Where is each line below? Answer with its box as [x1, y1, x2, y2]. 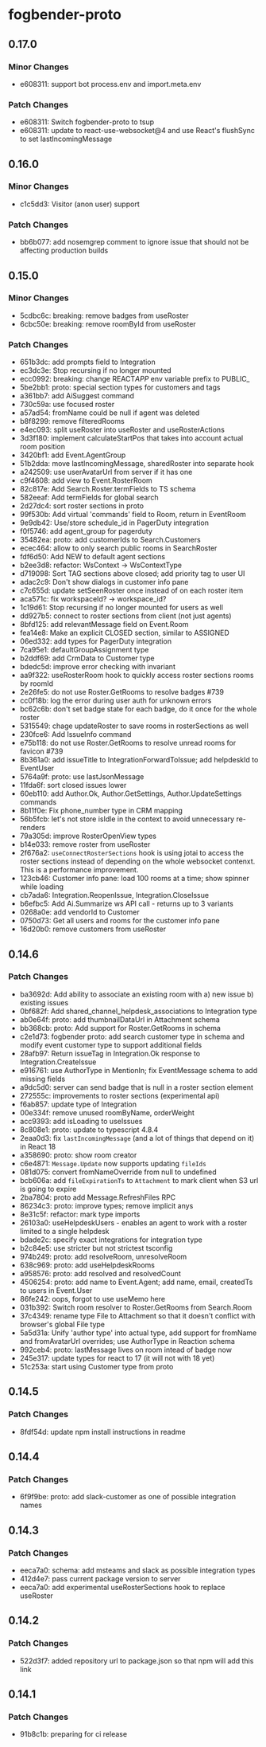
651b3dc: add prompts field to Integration [19, 357, 156, 367]
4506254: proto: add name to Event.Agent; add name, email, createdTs [19, 1277, 253, 1287]
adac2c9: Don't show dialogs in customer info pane [19, 578, 189, 587]
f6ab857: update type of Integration [19, 1099, 137, 1109]
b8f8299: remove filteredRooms [19, 417, 125, 426]
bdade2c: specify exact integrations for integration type [19, 1235, 202, 1244]
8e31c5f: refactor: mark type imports [19, 1209, 141, 1219]
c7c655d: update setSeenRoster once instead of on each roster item [19, 586, 244, 595]
